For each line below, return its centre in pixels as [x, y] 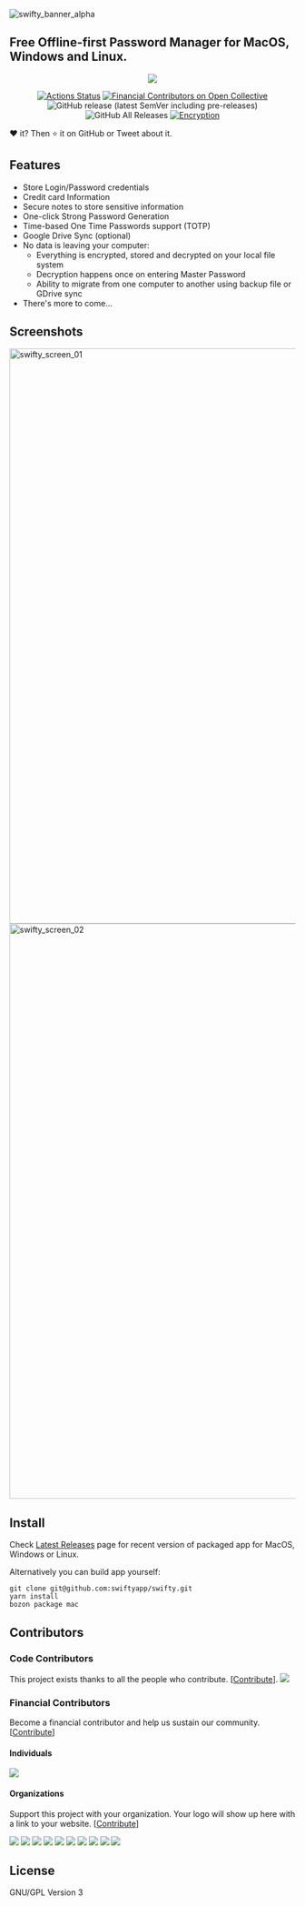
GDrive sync [59, 293]
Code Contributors [51, 1658]
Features [35, 165]
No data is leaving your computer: [86, 245]
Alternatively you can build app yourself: [85, 1572]
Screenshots [46, 332]
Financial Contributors [60, 1702]
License [32, 1871]
